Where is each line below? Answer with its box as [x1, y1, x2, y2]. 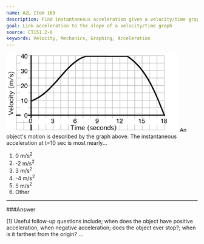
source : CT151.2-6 [6, 29, 53, 35]
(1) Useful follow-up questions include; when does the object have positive [6, 218, 193, 225]
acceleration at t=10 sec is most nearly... [6, 139, 107, 147]
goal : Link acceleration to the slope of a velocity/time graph [6, 23, 172, 29]
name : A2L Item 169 [6, 10, 56, 16]
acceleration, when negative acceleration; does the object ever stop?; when [6, 224, 196, 231]
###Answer [6, 206, 36, 213]
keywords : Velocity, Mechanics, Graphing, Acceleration [6, 35, 151, 42]
